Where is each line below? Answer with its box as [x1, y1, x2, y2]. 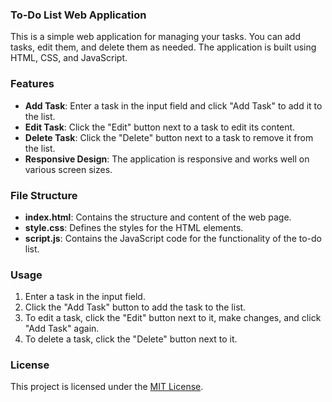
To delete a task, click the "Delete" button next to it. [24, 333, 238, 345]
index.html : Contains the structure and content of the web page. [24, 211, 292, 223]
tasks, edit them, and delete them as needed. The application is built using [10, 41, 317, 53]
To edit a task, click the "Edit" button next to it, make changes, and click [24, 312, 322, 324]
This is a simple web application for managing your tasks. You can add [10, 31, 301, 43]
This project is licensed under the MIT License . [10, 381, 204, 393]
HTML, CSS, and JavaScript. [10, 52, 128, 64]
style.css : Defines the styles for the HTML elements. [24, 221, 244, 233]
